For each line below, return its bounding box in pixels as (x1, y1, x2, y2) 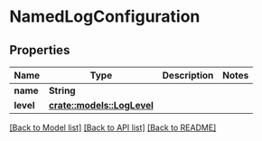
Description (162, 70, 214, 81)
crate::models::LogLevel (48, 99, 154, 111)
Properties (9, 42, 70, 58)
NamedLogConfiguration (9, 6, 201, 27)
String (48, 84, 76, 97)
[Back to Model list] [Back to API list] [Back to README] (9, 122, 217, 133)
